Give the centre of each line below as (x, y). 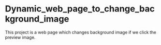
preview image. (20, 37)
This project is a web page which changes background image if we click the (81, 32)
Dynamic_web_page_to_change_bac (80, 9)
